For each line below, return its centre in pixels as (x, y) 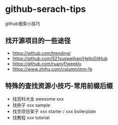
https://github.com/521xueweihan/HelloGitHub (60, 58)
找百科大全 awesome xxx (38, 99)
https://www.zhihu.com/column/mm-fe (52, 69)
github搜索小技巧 (23, 23)
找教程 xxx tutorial (31, 118)
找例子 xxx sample (31, 105)
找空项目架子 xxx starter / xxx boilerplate (54, 111)
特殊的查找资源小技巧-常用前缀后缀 (59, 86)
